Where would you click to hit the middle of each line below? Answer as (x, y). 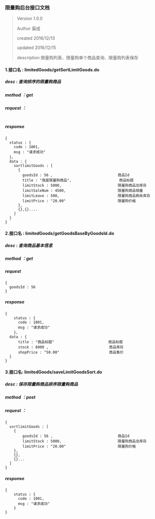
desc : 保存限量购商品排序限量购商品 (42, 384)
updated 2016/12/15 (37, 48)
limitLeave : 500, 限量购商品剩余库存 (86, 196)
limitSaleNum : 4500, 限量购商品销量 (83, 190)
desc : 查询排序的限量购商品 (33, 82)
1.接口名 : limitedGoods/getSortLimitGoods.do (52, 69)
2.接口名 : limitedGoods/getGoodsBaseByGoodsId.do (60, 234)
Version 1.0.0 (30, 18)
